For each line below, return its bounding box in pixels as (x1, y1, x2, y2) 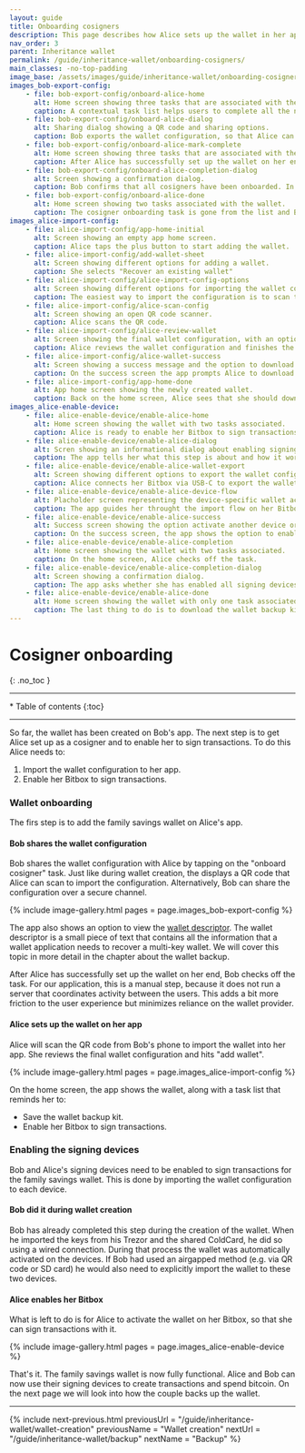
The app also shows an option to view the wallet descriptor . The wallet (9, 923, 273, 933)
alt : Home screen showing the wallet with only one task (33, 597, 254, 606)
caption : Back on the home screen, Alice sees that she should (33, 394, 279, 403)
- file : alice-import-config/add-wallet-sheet (25, 250, 205, 259)
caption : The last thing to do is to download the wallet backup (33, 606, 286, 615)
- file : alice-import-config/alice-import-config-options (25, 276, 250, 285)
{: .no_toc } (9, 674, 51, 685)
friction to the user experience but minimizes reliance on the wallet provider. (9, 998, 294, 1009)
